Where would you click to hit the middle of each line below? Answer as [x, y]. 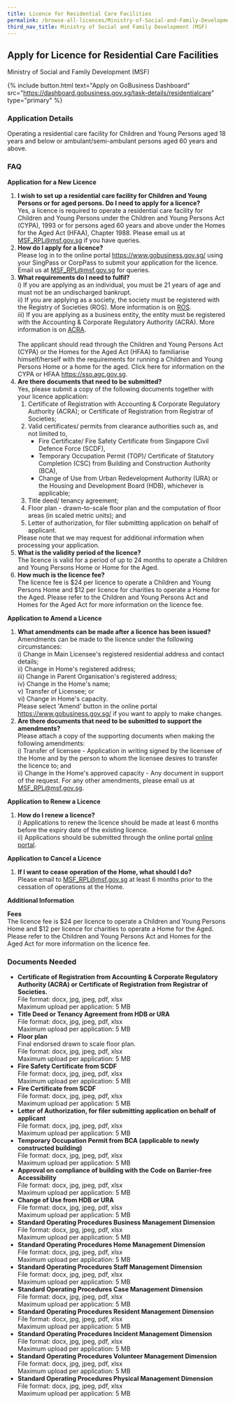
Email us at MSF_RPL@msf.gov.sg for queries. [84, 269]
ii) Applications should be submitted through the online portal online [115, 837]
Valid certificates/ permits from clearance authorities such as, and [123, 426]
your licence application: [53, 396]
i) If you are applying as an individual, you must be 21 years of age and [119, 285]
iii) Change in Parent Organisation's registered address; [97, 676]
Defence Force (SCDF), [72, 448]
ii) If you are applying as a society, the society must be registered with [119, 300]
